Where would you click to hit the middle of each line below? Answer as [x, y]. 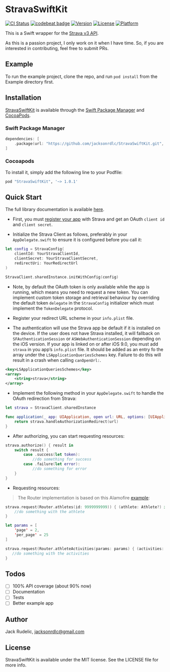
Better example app [33, 603]
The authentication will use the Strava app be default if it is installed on [86, 328]
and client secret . [33, 225]
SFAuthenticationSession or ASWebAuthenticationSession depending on [87, 339]
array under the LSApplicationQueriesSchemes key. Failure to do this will [87, 355]
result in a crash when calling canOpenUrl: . [57, 360]
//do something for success [62, 459]
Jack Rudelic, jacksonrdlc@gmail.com [45, 632]
